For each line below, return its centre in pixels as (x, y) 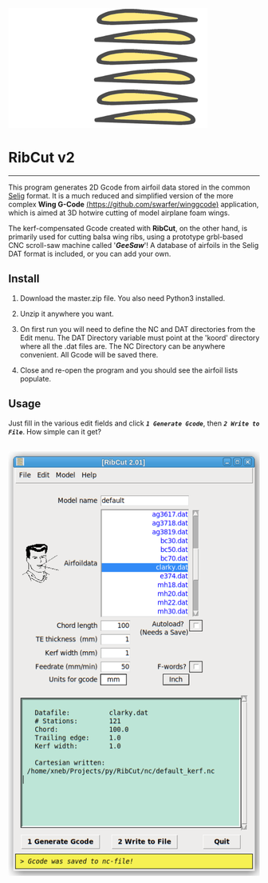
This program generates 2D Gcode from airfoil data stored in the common (129, 187)
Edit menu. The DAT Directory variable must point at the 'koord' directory (140, 338)
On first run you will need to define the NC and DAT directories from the (138, 329)
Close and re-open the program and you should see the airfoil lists (129, 370)
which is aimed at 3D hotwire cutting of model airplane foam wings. (119, 213)
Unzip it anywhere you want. (67, 314)
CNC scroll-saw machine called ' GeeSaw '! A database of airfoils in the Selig (134, 245)
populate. (35, 378)
